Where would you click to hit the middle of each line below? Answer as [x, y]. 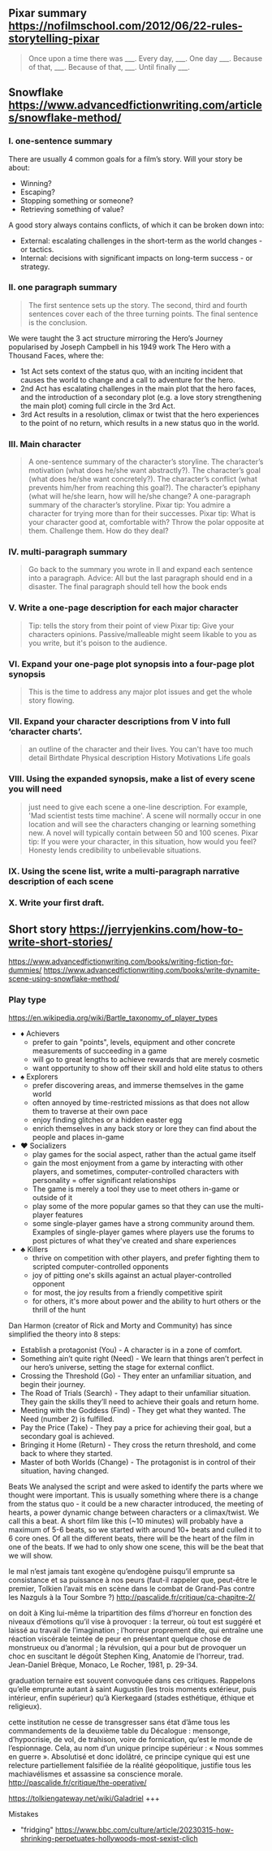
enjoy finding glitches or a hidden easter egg [107, 1120]
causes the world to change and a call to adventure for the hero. [127, 379]
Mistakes [24, 1814]
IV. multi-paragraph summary [68, 552]
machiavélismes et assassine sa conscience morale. [96, 1774]
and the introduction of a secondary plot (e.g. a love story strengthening [141, 397]
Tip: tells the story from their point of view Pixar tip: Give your [131, 626]
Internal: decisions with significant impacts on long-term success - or [136, 258]
